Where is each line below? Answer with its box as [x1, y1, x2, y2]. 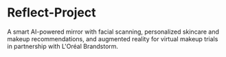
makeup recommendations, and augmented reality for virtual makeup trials [7, 34, 218, 43]
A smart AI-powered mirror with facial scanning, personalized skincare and [7, 27, 220, 36]
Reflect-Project [7, 5, 96, 21]
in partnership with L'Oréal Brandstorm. [7, 42, 119, 50]
